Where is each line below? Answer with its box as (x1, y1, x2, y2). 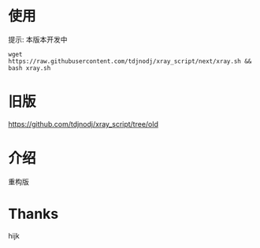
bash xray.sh (8, 64, 51, 72)
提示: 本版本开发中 (8, 35, 68, 44)
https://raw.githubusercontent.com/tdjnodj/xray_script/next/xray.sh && (8, 57, 252, 65)
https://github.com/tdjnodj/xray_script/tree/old (8, 119, 159, 128)
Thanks (8, 205, 59, 223)
